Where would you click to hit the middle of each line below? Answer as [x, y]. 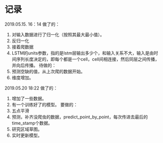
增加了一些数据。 [29, 98]
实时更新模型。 [27, 135]
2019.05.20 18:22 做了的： [31, 88]
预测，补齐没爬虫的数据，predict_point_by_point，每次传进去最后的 [80, 117]
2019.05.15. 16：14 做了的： [32, 24]
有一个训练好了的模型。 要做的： [45, 104]
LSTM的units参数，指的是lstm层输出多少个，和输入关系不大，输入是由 [83, 53]
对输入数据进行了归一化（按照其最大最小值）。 [58, 34]
